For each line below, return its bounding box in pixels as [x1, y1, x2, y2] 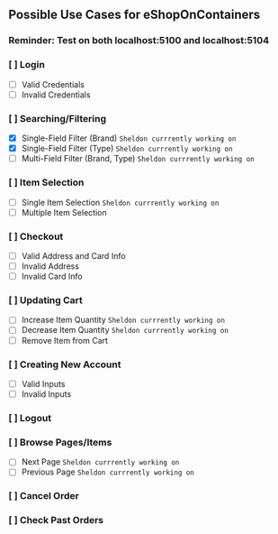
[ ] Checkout [8, 230, 64, 243]
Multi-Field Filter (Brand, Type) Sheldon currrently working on [21, 153, 255, 164]
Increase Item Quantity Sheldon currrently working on [21, 315, 226, 326]
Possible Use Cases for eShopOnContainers [8, 7, 261, 23]
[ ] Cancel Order [8, 490, 80, 502]
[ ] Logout [8, 411, 51, 424]
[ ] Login [8, 59, 46, 71]
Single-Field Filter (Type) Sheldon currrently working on [21, 143, 233, 154]
